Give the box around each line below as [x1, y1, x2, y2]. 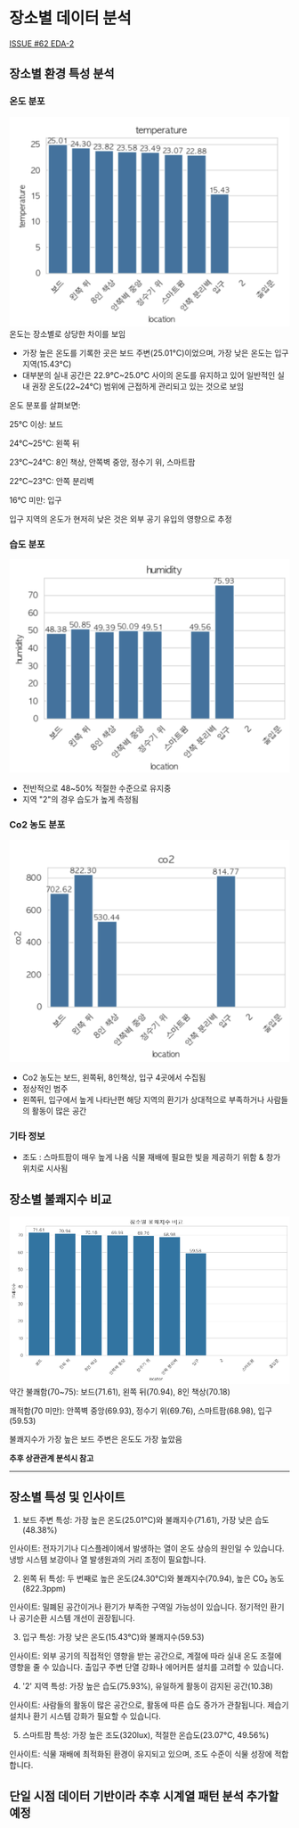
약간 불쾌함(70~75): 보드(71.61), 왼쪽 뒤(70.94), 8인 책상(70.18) [9, 1386, 231, 1396]
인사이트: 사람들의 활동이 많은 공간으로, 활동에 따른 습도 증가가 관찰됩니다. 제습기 [9, 1700, 289, 1710]
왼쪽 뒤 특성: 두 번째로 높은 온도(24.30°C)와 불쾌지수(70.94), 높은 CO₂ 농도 [21, 1573, 285, 1584]
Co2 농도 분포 [9, 819, 66, 831]
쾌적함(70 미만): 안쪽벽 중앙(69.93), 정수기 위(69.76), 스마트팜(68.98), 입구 [9, 1405, 273, 1416]
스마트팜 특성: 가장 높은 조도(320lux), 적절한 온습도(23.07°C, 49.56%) [21, 1730, 270, 1741]
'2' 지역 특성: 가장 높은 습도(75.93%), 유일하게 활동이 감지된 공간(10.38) [21, 1681, 273, 1692]
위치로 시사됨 [21, 1163, 69, 1173]
